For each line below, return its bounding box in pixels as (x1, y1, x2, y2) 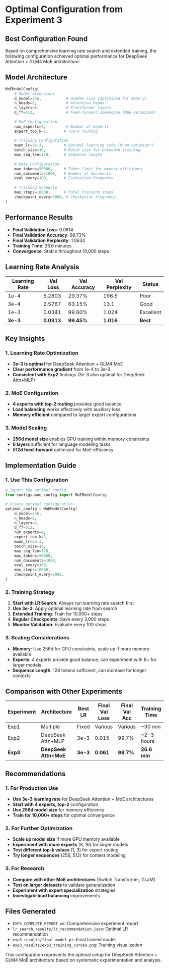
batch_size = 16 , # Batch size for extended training (14, 147, 141, 152)
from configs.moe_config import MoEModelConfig (5, 492, 107, 498)
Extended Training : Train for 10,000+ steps (12, 611, 103, 617)
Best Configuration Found (5, 34, 88, 43)
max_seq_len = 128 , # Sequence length (14, 152, 102, 158)
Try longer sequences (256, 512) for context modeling (12, 852, 126, 858)
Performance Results (5, 213, 73, 222)
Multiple (41, 723, 60, 730)
